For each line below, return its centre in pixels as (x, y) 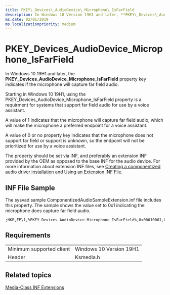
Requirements (28, 235)
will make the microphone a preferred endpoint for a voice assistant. (76, 126)
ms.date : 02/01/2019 (27, 19)
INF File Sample (30, 188)
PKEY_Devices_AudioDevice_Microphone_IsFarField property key (76, 79)
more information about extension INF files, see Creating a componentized (83, 167)
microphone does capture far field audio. (48, 211)
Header (17, 257)
